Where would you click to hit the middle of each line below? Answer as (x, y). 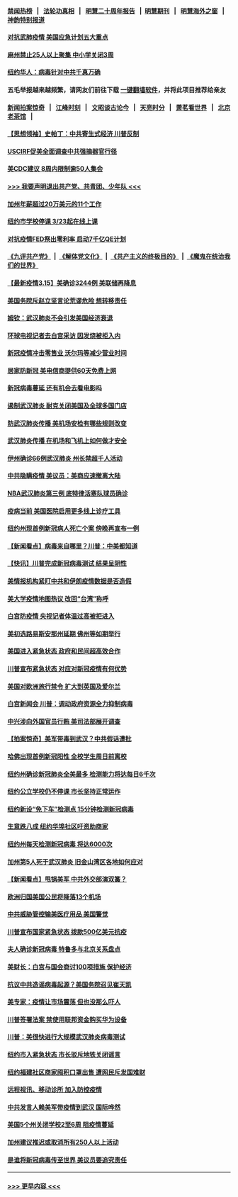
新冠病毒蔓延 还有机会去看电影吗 (55, 388)
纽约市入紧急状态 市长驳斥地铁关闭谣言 (64, 1055)
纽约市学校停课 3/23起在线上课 (52, 221)
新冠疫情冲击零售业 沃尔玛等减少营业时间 (67, 353)
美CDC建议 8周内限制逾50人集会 (55, 169)
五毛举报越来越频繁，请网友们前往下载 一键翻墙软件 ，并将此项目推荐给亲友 (117, 89)
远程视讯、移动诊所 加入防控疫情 (55, 1090)
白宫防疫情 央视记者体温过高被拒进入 (61, 616)
